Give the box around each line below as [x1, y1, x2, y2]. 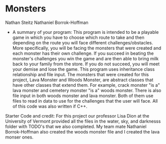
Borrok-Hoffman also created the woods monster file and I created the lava [5, 129, 160, 135]
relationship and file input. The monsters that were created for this [12, 71, 149, 77]
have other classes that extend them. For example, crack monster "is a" [12, 82, 160, 88]
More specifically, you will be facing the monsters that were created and [12, 45, 161, 51]
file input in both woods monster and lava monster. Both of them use [12, 93, 153, 99]
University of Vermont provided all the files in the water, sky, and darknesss [5, 118, 161, 124]
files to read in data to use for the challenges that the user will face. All [12, 98, 158, 104]
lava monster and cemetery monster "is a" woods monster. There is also [12, 87, 161, 93]
